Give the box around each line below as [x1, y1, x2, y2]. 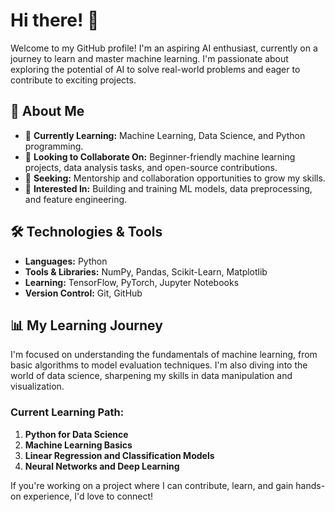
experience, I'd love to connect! [23, 490, 154, 502]
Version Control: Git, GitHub [24, 287, 143, 299]
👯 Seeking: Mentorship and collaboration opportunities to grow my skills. [24, 172, 326, 184]
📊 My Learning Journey [10, 317, 163, 334]
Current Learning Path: [10, 405, 125, 419]
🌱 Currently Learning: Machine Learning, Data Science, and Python [24, 129, 306, 141]
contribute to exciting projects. [10, 74, 137, 86]
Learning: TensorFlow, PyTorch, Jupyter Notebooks [24, 276, 240, 288]
